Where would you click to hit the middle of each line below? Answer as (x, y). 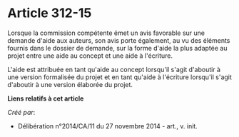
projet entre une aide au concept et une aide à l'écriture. (90, 56)
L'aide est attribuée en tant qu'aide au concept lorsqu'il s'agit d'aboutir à (114, 69)
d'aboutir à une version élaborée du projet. (70, 84)
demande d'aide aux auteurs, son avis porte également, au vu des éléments (119, 40)
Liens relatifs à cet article (46, 98)
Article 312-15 (50, 13)
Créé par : (21, 112)
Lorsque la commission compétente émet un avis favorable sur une (106, 33)
